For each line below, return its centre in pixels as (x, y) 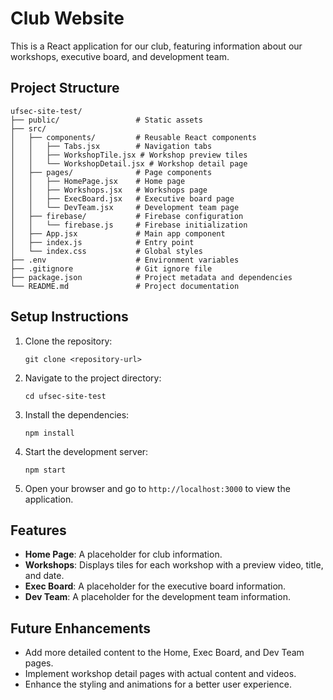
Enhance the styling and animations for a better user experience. (158, 684)
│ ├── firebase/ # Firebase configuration (127, 216)
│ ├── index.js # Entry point (102, 242)
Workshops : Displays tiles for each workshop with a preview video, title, (174, 565)
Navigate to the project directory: (93, 378)
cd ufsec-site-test (65, 396)
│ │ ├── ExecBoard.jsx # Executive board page (122, 198)
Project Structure (65, 88)
